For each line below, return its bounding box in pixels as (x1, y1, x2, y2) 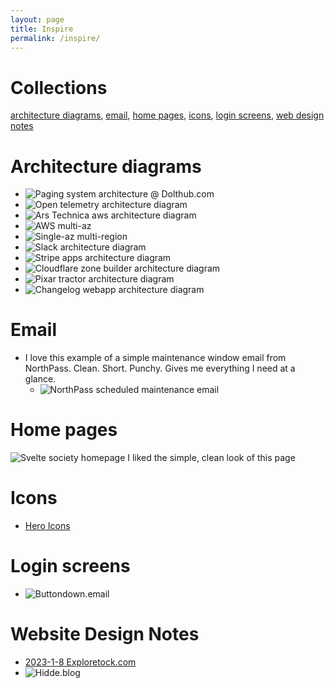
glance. (24, 373, 57, 385)
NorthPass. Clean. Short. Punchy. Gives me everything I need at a (24, 362, 296, 375)
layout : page (10, 14, 65, 25)
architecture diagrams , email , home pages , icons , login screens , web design (10, 109, 325, 121)
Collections (10, 76, 108, 99)
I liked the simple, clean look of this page (127, 452, 296, 464)
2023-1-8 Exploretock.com (24, 656, 137, 668)
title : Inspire (10, 24, 74, 34)
